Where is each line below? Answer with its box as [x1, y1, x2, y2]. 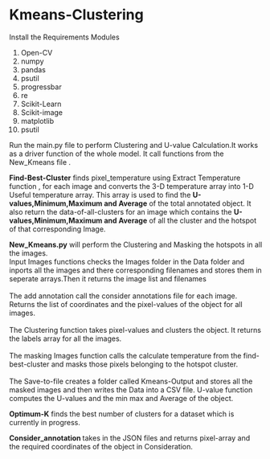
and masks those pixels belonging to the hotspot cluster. [51, 359, 239, 369]
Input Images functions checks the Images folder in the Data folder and [9, 256, 245, 266]
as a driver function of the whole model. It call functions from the [9, 149, 224, 158]
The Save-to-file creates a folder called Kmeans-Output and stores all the [9, 376, 253, 386]
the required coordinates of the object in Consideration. [9, 441, 194, 451]
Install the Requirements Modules [9, 32, 120, 42]
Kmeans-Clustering [9, 6, 144, 24]
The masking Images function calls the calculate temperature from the [9, 350, 242, 360]
